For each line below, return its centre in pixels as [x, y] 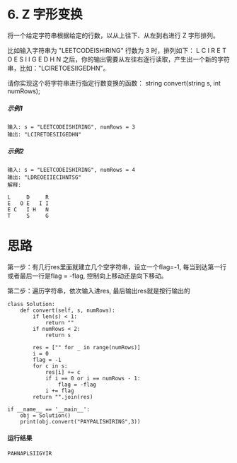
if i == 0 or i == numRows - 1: [93, 378]
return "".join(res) [63, 397]
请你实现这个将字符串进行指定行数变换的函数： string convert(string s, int [114, 83]
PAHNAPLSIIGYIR [30, 454]
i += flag [59, 391]
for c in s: [51, 366]
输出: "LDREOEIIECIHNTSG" [44, 177]
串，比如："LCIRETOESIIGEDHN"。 [58, 68]
